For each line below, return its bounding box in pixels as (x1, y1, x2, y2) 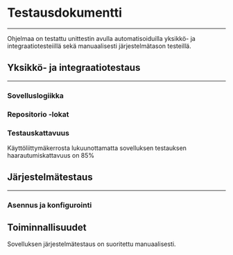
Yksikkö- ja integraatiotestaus (7, 62, 141, 74)
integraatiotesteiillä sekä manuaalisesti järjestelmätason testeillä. (7, 42, 192, 50)
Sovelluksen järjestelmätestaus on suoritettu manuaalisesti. (7, 240, 176, 248)
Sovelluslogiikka (7, 90, 64, 100)
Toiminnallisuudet (7, 222, 87, 233)
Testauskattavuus (7, 128, 69, 138)
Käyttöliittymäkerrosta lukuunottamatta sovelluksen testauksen (7, 144, 187, 152)
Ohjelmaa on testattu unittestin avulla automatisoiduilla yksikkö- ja (7, 34, 196, 42)
